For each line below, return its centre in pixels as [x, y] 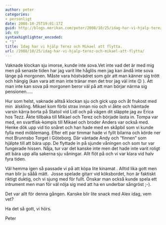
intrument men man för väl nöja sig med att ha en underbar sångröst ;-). [78, 184]
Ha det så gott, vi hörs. [28, 209]
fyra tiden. [16, 159]
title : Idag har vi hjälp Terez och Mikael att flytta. [64, 46]
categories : [17, 14]
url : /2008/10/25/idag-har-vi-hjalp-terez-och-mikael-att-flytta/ [75, 51]
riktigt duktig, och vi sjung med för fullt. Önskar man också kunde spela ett [81, 179]
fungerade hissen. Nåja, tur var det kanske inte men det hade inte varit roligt [83, 148]
